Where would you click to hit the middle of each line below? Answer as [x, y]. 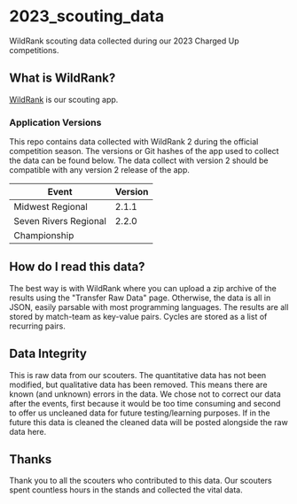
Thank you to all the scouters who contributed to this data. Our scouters [141, 481]
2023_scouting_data [87, 16]
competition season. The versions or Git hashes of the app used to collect [144, 151]
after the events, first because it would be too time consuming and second [145, 403]
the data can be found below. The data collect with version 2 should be [139, 160]
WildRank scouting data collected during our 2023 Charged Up [124, 41]
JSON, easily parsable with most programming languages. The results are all [149, 306]
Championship [44, 236]
